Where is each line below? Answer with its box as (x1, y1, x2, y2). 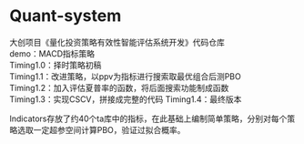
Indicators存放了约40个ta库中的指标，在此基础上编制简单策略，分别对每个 (9, 113, 288, 124)
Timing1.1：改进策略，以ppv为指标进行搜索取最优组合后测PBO (9, 70, 241, 82)
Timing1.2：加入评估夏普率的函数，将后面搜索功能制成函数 (9, 82, 229, 93)
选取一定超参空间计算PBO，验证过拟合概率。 (16, 124, 186, 135)
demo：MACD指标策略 (9, 47, 96, 59)
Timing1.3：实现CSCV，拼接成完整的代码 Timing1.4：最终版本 (9, 93, 242, 105)
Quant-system (9, 5, 122, 26)
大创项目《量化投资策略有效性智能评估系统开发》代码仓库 (9, 36, 225, 47)
